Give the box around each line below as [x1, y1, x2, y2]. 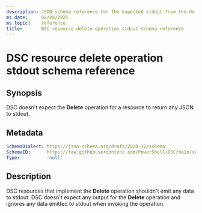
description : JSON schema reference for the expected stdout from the [6, 8, 187, 15]
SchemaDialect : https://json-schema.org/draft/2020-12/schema [6, 143, 165, 150]
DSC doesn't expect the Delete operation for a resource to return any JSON [6, 104, 194, 111]
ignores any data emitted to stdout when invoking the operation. [6, 200, 165, 207]
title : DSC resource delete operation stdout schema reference [6, 25, 185, 32]
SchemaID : [6, 149, 31, 155]
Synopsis [6, 88, 42, 98]
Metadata [6, 127, 43, 138]
